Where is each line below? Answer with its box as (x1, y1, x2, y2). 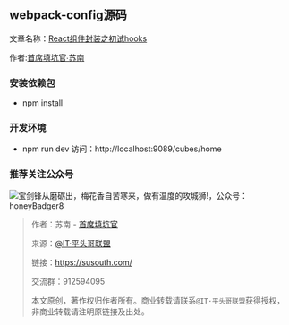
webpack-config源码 (9, 7, 127, 23)
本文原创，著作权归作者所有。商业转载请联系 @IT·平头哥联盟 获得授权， (30, 295, 285, 305)
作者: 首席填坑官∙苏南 (9, 52, 85, 63)
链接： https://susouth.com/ (30, 257, 132, 268)
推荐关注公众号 (9, 168, 74, 181)
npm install (21, 98, 64, 108)
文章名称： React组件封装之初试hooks (9, 33, 148, 44)
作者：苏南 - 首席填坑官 (30, 218, 119, 229)
